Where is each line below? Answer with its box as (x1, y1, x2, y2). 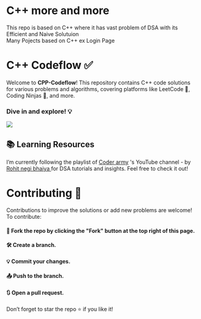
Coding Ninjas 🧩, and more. (6, 92, 75, 99)
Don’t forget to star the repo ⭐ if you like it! (6, 305, 114, 312)
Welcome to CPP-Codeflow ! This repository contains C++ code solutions (6, 79, 191, 86)
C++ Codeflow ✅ (6, 59, 93, 72)
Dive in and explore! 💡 (6, 107, 72, 116)
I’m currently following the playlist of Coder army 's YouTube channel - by (6, 158, 191, 166)
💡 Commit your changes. (6, 257, 71, 265)
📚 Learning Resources (6, 139, 95, 150)
